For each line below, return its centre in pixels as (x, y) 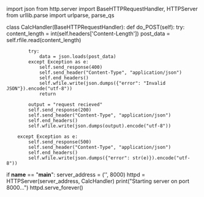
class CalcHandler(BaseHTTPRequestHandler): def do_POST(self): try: (96, 27)
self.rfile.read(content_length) (44, 40)
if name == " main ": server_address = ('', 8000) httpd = (76, 174)
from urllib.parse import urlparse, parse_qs (60, 15)
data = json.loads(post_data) (77, 57)
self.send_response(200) (60, 110)
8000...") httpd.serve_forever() (45, 188)
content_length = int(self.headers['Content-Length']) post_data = (88, 34)
